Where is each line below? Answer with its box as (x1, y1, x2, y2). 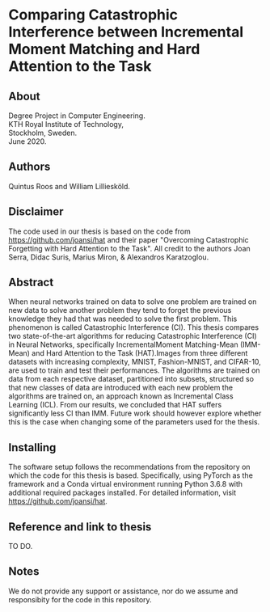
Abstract (8, 276, 54, 289)
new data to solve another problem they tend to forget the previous (8, 306, 232, 315)
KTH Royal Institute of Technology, (8, 120, 124, 129)
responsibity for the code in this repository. (8, 594, 152, 604)
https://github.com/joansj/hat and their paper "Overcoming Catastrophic (8, 234, 249, 244)
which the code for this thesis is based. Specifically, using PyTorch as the (8, 471, 253, 480)
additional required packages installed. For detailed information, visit (8, 487, 237, 498)
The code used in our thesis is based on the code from (8, 226, 192, 236)
